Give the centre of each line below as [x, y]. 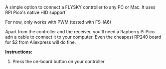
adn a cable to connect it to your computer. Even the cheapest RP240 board [83, 37]
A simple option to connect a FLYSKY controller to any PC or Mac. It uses [80, 7]
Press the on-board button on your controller [58, 61]
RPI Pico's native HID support [35, 12]
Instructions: [19, 52]
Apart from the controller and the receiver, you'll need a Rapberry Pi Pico [80, 32]
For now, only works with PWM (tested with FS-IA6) [58, 22]
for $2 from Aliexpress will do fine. [41, 42]
